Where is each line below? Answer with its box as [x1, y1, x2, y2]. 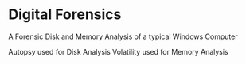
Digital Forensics [8, 6, 122, 24]
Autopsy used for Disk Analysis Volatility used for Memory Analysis [8, 47, 228, 56]
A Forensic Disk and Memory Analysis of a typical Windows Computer [8, 32, 238, 41]
